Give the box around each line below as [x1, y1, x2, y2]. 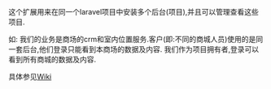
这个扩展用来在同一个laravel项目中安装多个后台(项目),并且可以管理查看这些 [8, 7, 259, 16]
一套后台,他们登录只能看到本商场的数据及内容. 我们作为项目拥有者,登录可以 [8, 44, 260, 54]
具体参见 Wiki [8, 72, 52, 81]
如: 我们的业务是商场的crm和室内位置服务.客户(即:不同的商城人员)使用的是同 [8, 35, 263, 44]
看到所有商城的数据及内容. [8, 55, 97, 64]
